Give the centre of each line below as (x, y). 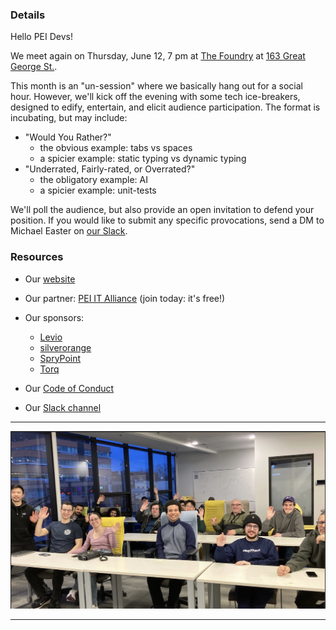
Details (28, 15)
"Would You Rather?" (68, 137)
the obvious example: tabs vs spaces (116, 148)
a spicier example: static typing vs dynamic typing (143, 159)
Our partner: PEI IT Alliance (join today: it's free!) (125, 298)
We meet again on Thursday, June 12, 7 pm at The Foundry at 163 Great (158, 56)
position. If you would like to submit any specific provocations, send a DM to (167, 220)
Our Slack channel (63, 407)
